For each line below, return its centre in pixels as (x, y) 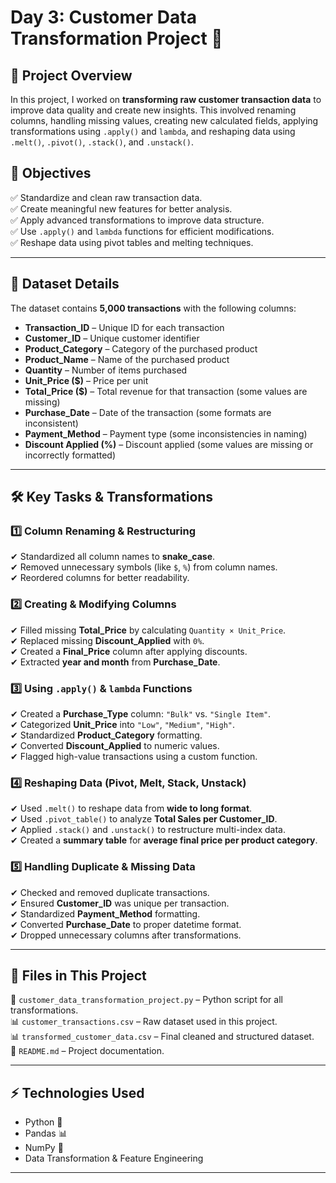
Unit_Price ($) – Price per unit (86, 380)
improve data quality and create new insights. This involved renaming (153, 110)
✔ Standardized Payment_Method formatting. (105, 913)
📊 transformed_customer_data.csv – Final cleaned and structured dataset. (162, 1037)
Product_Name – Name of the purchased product (127, 359)
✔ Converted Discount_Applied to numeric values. (115, 745)
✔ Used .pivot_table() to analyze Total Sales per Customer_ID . (144, 819)
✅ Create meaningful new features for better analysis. (121, 208)
